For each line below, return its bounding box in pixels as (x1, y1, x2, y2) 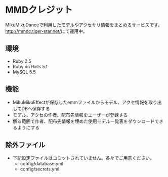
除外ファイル (5, 141, 46, 149)
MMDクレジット (5, 4, 73, 16)
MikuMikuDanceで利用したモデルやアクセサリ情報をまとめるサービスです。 (5, 22, 163, 28)
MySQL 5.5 (12, 69, 36, 75)
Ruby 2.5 (12, 58, 31, 64)
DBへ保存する (21, 105, 50, 111)
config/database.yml (20, 161, 64, 167)
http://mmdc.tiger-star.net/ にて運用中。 (5, 28, 88, 34)
